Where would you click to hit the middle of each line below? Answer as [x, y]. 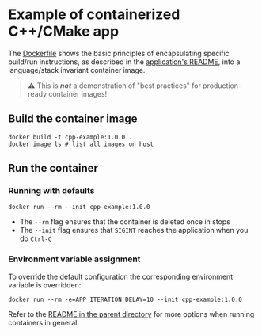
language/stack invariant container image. [77, 70]
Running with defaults [51, 191]
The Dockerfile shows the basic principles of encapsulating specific [119, 53]
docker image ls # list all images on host [81, 144]
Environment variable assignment [74, 259]
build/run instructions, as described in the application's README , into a [124, 62]
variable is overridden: [45, 285]
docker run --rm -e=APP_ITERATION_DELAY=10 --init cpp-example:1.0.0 [125, 299]
